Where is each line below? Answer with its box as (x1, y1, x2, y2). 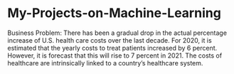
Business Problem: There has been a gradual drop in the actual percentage (7, 28, 228, 37)
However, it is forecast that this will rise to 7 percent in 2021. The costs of (7, 51, 223, 60)
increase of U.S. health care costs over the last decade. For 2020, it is (7, 36, 212, 44)
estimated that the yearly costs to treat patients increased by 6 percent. (7, 43, 218, 52)
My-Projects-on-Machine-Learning (7, 5, 222, 21)
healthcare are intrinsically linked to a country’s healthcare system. (7, 58, 203, 67)
